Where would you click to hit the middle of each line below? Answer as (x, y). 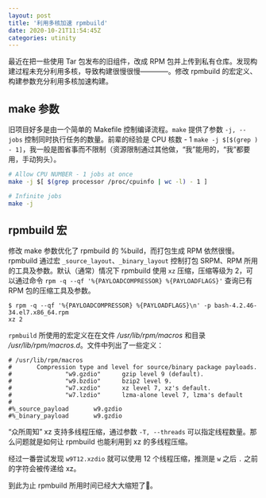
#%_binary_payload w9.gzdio (66, 416)
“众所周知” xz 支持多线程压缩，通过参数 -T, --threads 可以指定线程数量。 (129, 432)
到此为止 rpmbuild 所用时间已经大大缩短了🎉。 (83, 485)
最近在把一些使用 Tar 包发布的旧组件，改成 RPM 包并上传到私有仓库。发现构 (133, 61)
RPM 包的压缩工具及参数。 (52, 290)
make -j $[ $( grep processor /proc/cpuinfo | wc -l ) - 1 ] (108, 181)
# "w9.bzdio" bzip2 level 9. (90, 381)
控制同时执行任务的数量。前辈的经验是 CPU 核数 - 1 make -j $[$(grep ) (141, 139)
